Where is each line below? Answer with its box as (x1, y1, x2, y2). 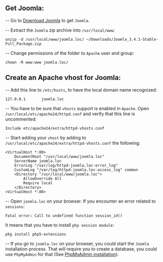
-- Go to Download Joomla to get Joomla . (5, 17, 90, 23)
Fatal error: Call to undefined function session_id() (5, 213, 123, 218)
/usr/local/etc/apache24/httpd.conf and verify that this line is (5, 111, 135, 117)
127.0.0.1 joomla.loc (5, 97, 64, 102)
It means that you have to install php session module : (5, 222, 114, 228)
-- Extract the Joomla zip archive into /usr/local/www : (5, 27, 115, 33)
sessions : (5, 203, 25, 209)
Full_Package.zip (5, 41, 42, 46)
